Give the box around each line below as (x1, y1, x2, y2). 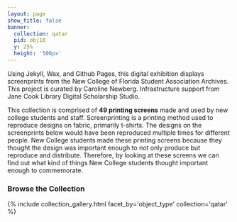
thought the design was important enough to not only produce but (7, 143, 201, 152)
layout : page (7, 10, 46, 18)
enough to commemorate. (7, 166, 84, 174)
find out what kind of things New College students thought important (7, 158, 208, 167)
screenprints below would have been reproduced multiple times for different (7, 128, 231, 137)
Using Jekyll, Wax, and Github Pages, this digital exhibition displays (7, 69, 204, 78)
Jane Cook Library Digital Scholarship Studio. (7, 91, 140, 100)
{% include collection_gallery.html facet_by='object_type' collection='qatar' (7, 200, 228, 209)
